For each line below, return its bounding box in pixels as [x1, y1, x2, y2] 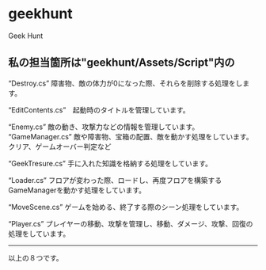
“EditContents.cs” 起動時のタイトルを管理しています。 [8, 105, 190, 115]
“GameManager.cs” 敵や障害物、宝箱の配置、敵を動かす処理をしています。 [8, 131, 253, 141]
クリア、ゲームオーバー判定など [8, 142, 112, 151]
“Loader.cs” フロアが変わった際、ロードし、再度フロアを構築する [8, 175, 222, 184]
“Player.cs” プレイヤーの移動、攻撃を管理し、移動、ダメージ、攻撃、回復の [8, 219, 253, 228]
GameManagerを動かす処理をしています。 [8, 185, 146, 195]
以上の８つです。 [8, 253, 63, 262]
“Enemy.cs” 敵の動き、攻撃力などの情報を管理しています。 [8, 122, 199, 131]
